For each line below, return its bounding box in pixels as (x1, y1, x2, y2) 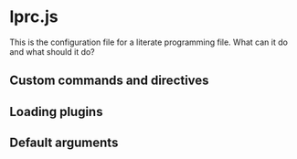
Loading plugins (9, 103, 103, 120)
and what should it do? (9, 46, 96, 57)
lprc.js (9, 6, 59, 27)
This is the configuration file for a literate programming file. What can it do (9, 37, 288, 48)
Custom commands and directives (9, 73, 209, 89)
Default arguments (9, 135, 119, 151)
